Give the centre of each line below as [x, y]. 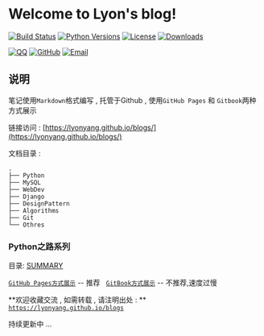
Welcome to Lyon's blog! [93, 14]
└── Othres [27, 225]
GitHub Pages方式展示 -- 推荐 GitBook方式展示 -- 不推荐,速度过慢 [113, 283]
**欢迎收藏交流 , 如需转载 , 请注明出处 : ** [77, 300]
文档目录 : [25, 153]
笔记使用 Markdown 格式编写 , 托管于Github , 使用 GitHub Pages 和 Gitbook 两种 [132, 100]
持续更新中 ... [30, 324]
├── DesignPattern [39, 203]
